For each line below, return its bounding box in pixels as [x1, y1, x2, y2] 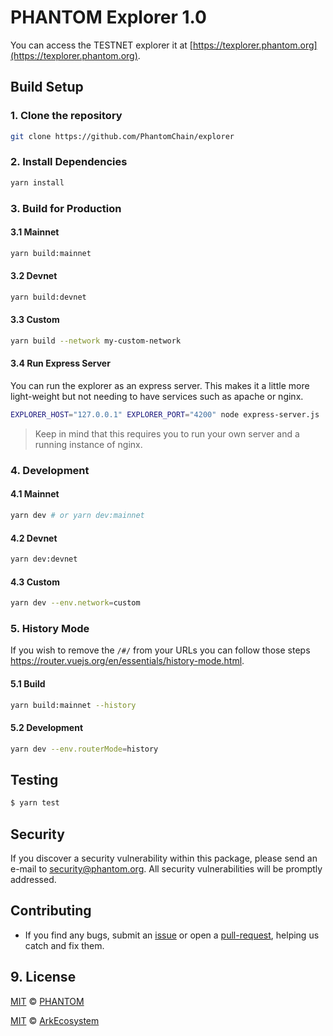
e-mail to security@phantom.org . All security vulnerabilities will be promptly [10, 863, 323, 875]
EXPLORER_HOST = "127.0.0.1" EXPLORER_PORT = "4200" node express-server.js [10, 410, 320, 420]
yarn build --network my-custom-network [10, 336, 182, 346]
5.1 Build [10, 677, 46, 690]
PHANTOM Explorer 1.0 [10, 6, 207, 29]
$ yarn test [10, 798, 60, 808]
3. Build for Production [10, 201, 122, 215]
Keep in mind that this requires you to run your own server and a [34, 427, 300, 440]
